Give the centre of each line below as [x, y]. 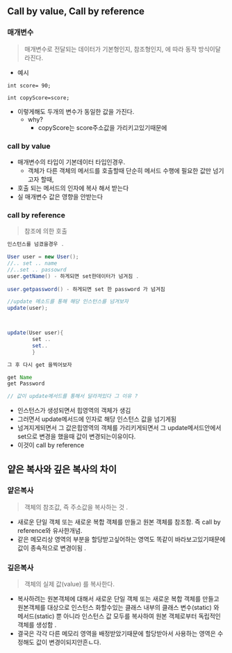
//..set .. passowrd [37, 270]
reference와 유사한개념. [50, 530]
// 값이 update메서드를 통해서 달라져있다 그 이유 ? [73, 396]
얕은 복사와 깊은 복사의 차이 [62, 469]
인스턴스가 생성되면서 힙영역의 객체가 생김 [74, 411]
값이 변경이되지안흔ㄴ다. [69, 643]
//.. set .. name [32, 263]
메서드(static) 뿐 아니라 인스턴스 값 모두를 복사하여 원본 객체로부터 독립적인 [119, 616]
